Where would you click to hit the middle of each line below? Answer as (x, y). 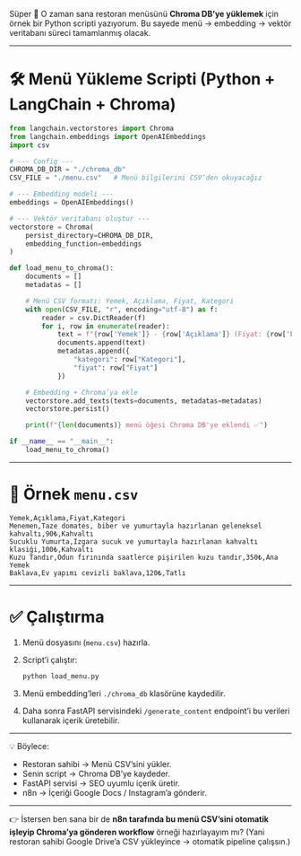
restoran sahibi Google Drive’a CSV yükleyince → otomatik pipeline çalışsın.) (150, 841)
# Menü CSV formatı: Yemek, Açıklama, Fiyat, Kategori (130, 301)
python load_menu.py (60, 676)
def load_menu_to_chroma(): (62, 268)
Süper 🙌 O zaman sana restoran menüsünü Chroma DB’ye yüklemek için (144, 14)
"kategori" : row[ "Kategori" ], (129, 360)
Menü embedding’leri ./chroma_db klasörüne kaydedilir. (124, 693)
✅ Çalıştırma (57, 617)
